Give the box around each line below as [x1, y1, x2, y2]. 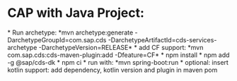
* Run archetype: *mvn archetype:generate [7, 28, 134, 37]
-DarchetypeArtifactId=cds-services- [108, 35, 217, 44]
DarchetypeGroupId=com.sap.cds [7, 35, 107, 44]
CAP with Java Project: [7, 5, 145, 21]
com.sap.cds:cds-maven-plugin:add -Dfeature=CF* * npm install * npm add [7, 51, 230, 59]
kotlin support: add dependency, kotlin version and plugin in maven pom [7, 66, 218, 74]
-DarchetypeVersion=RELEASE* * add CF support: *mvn [38, 43, 204, 51]
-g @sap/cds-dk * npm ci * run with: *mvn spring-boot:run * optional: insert [7, 58, 229, 66]
